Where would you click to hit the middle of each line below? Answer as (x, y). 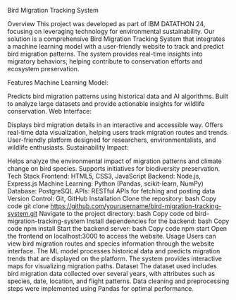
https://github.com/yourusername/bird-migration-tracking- (136, 206)
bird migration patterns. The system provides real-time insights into (105, 54)
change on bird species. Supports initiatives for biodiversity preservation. (114, 168)
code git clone (28, 206)
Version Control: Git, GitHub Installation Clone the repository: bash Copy (112, 198)
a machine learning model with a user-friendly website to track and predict (116, 46)
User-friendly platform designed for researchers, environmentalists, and (112, 140)
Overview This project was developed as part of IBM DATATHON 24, (106, 24)
